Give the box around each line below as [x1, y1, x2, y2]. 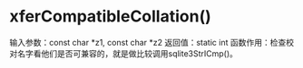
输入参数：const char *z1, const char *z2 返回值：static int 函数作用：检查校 [9, 37, 295, 47]
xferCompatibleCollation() [9, 6, 211, 27]
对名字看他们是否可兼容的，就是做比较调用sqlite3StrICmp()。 [9, 47, 239, 59]
